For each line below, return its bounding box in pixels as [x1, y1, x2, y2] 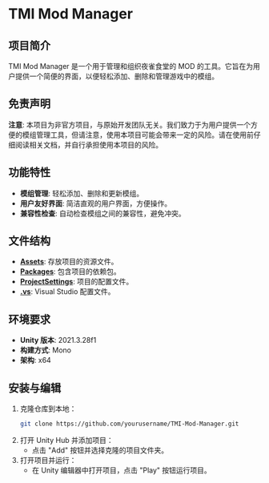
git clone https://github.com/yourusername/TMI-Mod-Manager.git [19, 420, 239, 429]
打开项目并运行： [19, 455, 77, 465]
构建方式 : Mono [19, 345, 72, 355]
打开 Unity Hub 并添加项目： [19, 435, 114, 445]
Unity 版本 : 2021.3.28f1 [19, 336, 97, 345]
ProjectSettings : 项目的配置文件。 [19, 277, 134, 287]
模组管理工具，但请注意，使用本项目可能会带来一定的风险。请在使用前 [22, 130, 254, 139]
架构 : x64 [19, 356, 52, 365]
